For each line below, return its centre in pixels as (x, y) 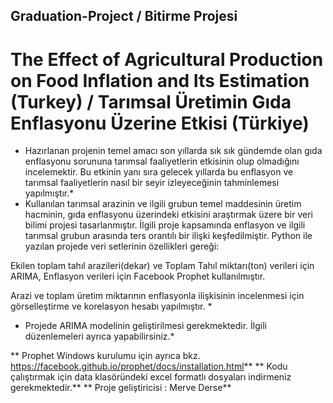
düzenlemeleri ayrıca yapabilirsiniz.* (99, 336)
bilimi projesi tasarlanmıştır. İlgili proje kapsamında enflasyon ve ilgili (165, 225)
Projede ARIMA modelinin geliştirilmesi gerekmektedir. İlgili (145, 326)
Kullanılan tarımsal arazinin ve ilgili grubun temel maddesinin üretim (163, 204)
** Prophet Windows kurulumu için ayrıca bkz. (105, 356)
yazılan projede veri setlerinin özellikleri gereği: (122, 246)
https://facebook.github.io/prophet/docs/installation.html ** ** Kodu (149, 366)
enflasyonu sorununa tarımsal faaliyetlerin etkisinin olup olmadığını (162, 161)
